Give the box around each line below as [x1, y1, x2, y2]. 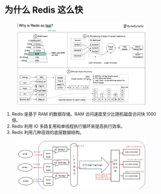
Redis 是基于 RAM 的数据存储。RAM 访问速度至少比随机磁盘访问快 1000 [11, 111, 157, 117]
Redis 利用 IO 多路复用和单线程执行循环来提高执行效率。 [11, 123, 125, 129]
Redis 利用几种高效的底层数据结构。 [11, 129, 84, 135]
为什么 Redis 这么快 [4, 4, 83, 16]
